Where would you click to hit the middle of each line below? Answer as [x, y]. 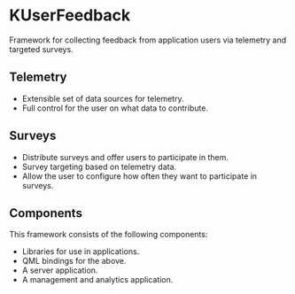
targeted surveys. [41, 49]
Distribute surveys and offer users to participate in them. [125, 157]
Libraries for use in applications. [81, 251]
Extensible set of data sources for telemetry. [103, 98]
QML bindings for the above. [74, 261]
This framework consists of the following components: [109, 235]
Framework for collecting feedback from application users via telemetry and [148, 40]
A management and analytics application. [97, 280]
